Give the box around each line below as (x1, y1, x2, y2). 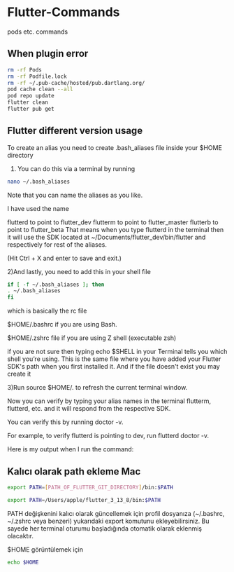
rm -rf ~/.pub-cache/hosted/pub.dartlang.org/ (7, 79, 145, 86)
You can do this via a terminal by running (17, 164, 136, 172)
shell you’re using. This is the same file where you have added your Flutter (7, 355, 221, 363)
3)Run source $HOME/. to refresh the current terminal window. (7, 383, 188, 392)
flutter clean (7, 99, 49, 106)
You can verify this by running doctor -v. (7, 418, 124, 426)
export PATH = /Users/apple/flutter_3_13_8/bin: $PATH (7, 496, 161, 503)
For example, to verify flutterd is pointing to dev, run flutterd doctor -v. (7, 432, 210, 440)
